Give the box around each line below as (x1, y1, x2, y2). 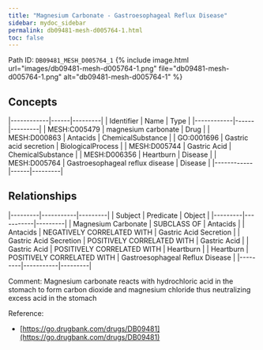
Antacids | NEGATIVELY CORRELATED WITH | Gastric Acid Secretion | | (8, 227, 241, 237)
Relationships (8, 189, 77, 203)
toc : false (8, 33, 44, 42)
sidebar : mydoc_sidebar (8, 19, 87, 27)
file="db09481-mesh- (158, 64, 230, 74)
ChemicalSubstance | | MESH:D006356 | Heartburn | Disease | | (8, 150, 217, 159)
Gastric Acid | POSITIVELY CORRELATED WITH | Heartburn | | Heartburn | (8, 244, 249, 253)
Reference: (8, 308, 44, 318)
